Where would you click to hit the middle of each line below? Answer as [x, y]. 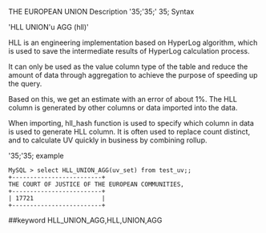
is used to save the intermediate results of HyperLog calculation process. [129, 51]
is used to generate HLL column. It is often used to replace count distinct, [129, 132]
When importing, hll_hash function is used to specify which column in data [131, 123]
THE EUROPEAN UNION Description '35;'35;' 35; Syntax [101, 12]
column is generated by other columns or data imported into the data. [123, 108]
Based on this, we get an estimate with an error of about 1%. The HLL [123, 99]
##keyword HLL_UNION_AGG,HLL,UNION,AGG [85, 220]
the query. [25, 84]
